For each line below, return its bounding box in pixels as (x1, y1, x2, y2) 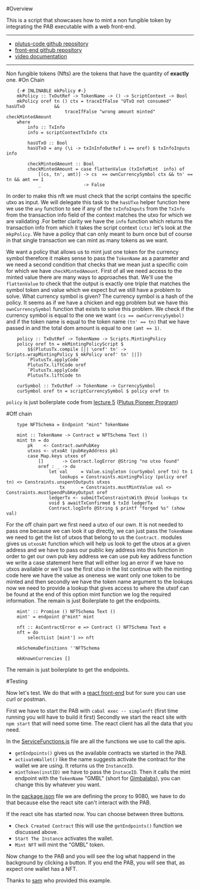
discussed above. (14, 829, 58, 835)
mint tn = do (17, 438, 49, 444)
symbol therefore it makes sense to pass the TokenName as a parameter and (6, 255, 189, 261)
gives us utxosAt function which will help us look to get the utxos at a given (6, 540, 190, 547)
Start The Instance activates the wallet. (14, 835, 114, 842)
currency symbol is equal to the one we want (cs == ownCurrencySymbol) (6, 312, 185, 319)
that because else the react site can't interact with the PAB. (6, 799, 152, 806)
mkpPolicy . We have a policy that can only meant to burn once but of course (6, 230, 192, 238)
